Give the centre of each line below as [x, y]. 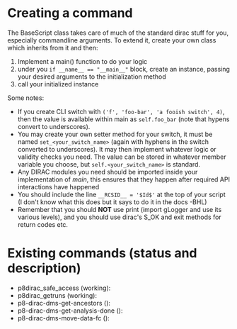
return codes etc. [43, 224]
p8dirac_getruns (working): [57, 295]
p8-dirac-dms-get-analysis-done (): [70, 311]
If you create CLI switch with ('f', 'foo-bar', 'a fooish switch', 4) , [121, 111]
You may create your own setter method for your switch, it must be [115, 134]
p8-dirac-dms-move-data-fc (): [63, 318]
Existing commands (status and [102, 253]
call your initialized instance [58, 84]
